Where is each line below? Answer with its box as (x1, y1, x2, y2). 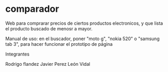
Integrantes (5, 51, 30, 57)
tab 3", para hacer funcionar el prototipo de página (5, 41, 113, 47)
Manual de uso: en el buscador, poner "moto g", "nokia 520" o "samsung (5, 35, 160, 42)
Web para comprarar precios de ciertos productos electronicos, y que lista (5, 20, 163, 26)
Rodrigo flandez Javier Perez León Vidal (5, 61, 90, 67)
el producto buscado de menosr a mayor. (5, 25, 92, 31)
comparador (5, 3, 59, 15)
